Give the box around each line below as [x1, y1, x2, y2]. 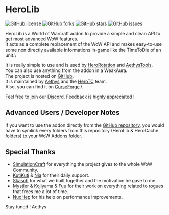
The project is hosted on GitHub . [5, 73, 74, 79]
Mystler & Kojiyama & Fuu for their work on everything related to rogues [12, 183, 163, 189]
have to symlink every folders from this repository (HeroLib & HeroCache [5, 127, 159, 133]
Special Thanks [5, 148, 56, 156]
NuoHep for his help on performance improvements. [12, 194, 123, 200]
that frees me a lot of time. [12, 188, 69, 195]
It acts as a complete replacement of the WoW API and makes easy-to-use [5, 41, 162, 47]
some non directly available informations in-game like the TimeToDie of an [5, 46, 161, 53]
